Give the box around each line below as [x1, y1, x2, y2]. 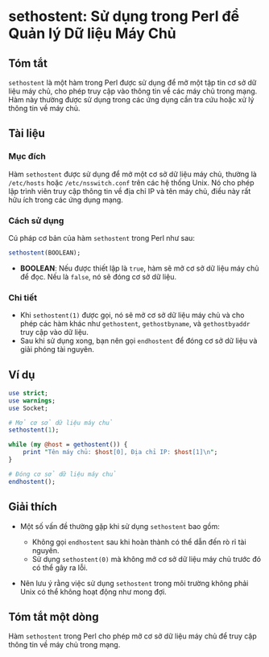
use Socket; [8, 404, 48, 412]
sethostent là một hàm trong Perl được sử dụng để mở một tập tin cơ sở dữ [8, 78, 257, 87]
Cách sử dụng [8, 215, 64, 226]
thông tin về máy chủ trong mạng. [8, 640, 121, 650]
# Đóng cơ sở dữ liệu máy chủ [8, 470, 117, 478]
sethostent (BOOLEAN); [8, 249, 81, 257]
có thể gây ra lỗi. [31, 563, 89, 572]
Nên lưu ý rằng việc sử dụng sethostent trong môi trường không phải [19, 578, 249, 588]
